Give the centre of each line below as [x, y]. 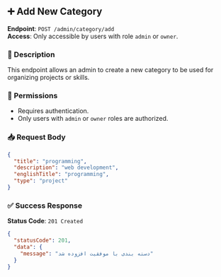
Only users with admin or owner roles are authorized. [93, 119]
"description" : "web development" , [66, 168]
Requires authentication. [53, 111]
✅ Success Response [45, 206]
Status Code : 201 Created [45, 221]
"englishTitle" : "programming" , [62, 175]
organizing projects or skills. [49, 78]
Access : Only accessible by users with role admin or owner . [93, 36]
